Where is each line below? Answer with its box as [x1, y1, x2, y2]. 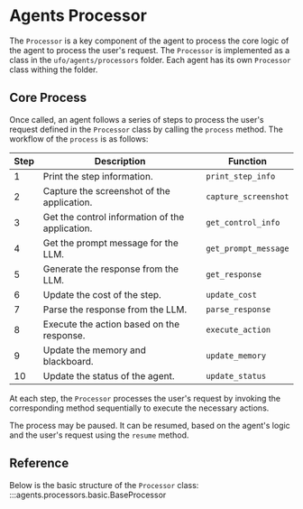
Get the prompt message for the [42, 236, 179, 249]
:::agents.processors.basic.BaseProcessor [9, 489, 167, 500]
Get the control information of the [42, 210, 185, 223]
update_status [206, 371, 267, 381]
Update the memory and [42, 344, 147, 356]
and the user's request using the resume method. [9, 430, 189, 440]
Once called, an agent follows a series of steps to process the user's [9, 114, 264, 125]
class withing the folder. [9, 64, 98, 75]
